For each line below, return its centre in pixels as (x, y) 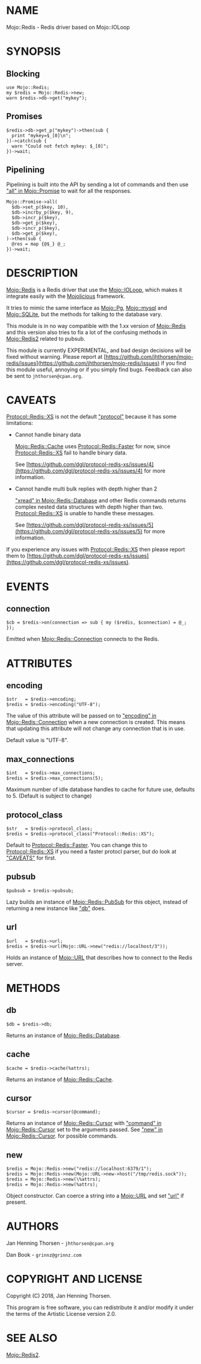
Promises (24, 116)
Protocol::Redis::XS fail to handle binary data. (71, 453)
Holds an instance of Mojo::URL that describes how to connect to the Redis (99, 957)
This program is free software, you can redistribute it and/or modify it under (100, 1307)
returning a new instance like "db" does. (56, 908)
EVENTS (28, 587)
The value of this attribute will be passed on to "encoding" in (81, 716)
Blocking (23, 74)
